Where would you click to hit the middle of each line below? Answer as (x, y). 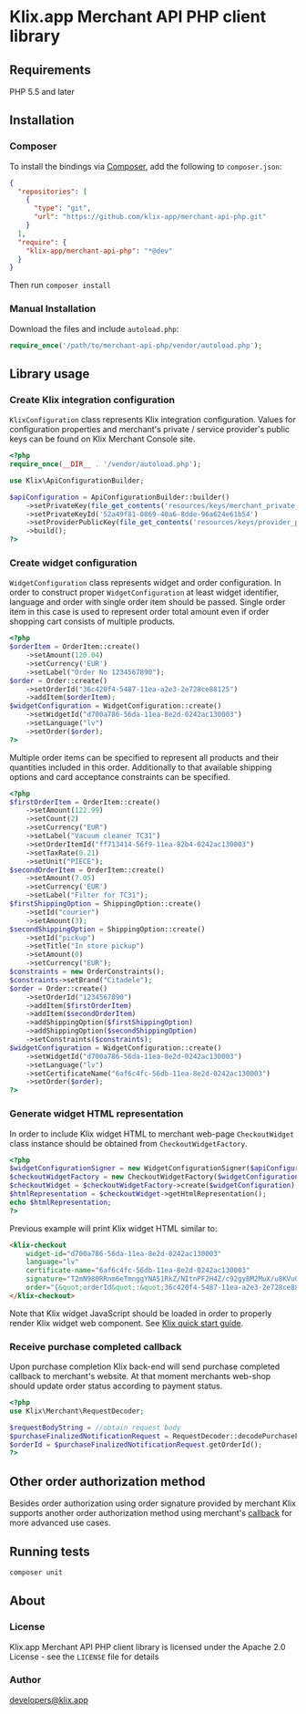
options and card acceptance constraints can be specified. (120, 776)
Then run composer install (60, 286)
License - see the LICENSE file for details (84, 1657)
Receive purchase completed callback (96, 1346)
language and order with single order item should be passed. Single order (148, 602)
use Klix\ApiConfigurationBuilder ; (77, 481)
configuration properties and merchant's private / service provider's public (149, 430)
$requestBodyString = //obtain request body (95, 1428)
